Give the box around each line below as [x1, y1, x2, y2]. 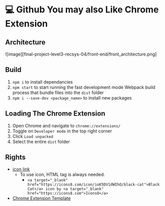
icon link [12, 166, 30, 172]
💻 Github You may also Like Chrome [5, 4, 159, 15]
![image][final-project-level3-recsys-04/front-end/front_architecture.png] [5, 51, 157, 57]
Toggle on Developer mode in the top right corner [12, 128, 112, 134]
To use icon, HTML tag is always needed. [19, 171, 105, 177]
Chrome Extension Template [12, 195, 71, 201]
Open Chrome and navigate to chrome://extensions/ [12, 122, 121, 128]
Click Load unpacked [12, 133, 53, 139]
